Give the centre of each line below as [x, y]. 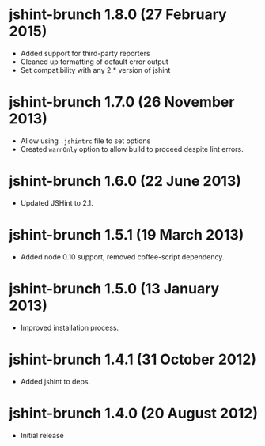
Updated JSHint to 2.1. [57, 202]
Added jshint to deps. [55, 381]
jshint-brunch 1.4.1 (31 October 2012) [132, 359]
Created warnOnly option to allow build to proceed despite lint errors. [132, 149]
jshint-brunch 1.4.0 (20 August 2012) [134, 413]
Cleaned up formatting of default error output [94, 62]
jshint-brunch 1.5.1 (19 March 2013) [127, 235]
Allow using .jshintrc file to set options [85, 141]
